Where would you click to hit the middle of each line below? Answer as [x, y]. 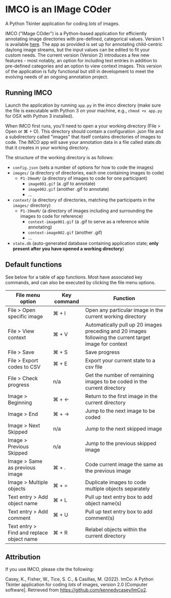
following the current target [118, 337]
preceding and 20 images [116, 331]
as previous [22, 467]
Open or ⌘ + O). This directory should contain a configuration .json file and [84, 131]
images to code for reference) [52, 216]
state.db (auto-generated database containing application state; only [85, 243]
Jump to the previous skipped [121, 443]
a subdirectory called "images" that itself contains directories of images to [83, 137]
